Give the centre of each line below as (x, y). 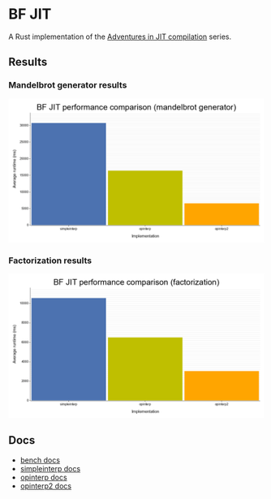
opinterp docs (43, 477)
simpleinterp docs (50, 468)
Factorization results (50, 260)
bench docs (40, 460)
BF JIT (30, 14)
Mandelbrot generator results (68, 85)
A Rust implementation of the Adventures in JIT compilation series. (120, 37)
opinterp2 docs (45, 486)
